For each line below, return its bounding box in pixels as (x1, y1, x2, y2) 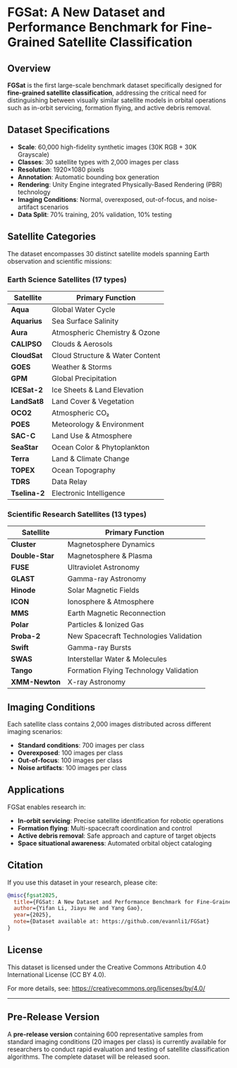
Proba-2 (11, 631, 41, 641)
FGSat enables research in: (7, 803, 86, 811)
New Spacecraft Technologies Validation (67, 631, 202, 641)
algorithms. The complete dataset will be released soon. (7, 1052, 171, 1061)
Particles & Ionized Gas (67, 620, 145, 630)
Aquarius (11, 316, 42, 325)
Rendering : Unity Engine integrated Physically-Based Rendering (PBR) (17, 180, 223, 188)
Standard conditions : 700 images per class (17, 741, 145, 750)
